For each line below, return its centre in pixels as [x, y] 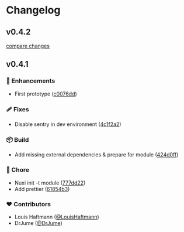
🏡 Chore [18, 170]
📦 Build [18, 139]
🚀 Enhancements [31, 81]
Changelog [33, 10]
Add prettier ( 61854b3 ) [42, 189]
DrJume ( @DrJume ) [38, 223]
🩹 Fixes [18, 109]
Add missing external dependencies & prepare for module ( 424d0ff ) [96, 155]
